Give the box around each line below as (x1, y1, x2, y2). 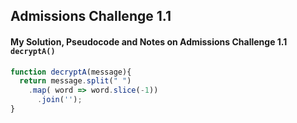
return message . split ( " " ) (19, 76, 132, 86)
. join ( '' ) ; (36, 95, 83, 105)
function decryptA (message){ (10, 67, 132, 77)
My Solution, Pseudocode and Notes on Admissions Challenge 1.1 (10, 35, 288, 48)
